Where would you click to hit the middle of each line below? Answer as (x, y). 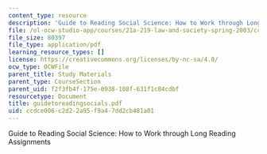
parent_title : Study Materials (60, 74)
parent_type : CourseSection (55, 81)
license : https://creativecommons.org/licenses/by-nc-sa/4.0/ (113, 60)
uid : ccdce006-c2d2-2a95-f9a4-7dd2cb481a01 (81, 111)
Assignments (30, 142)
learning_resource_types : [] (56, 52)
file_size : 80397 (37, 38)
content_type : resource (48, 15)
